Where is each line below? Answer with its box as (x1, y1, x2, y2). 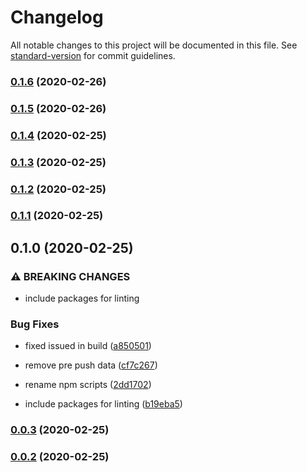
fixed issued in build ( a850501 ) (24, 340, 152, 352)
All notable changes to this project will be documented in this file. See (10, 39, 298, 51)
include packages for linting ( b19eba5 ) (24, 398, 183, 410)
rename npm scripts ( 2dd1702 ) (24, 379, 152, 391)
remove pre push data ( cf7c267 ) (24, 359, 158, 371)
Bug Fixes (10, 317, 60, 331)
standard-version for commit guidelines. (10, 49, 176, 61)
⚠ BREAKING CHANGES (10, 269, 131, 283)
